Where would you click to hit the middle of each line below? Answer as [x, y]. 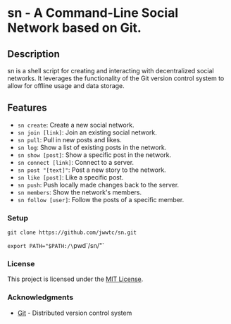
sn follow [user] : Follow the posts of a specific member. [101, 199]
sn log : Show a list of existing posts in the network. [92, 147]
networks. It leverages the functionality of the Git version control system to [116, 78]
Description [33, 54]
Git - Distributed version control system [75, 313]
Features [27, 108]
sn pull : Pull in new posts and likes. [69, 139]
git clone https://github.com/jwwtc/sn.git [72, 233]
